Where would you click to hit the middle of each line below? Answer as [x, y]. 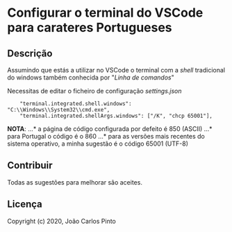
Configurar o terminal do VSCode [105, 13]
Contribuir [30, 165]
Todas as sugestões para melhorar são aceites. [75, 182]
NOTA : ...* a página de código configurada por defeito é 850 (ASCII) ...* [110, 129]
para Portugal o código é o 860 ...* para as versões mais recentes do [106, 136]
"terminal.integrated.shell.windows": [76, 104]
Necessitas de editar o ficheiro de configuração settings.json [94, 91]
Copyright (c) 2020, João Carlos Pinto [62, 221]
